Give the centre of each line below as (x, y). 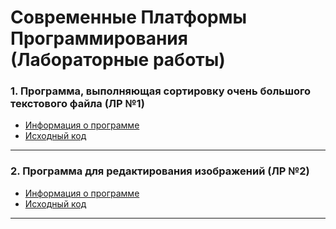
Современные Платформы (129, 17)
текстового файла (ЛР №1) (77, 104)
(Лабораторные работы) (118, 60)
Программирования (99, 38)
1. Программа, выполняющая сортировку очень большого (161, 91)
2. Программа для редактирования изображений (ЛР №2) (160, 171)
